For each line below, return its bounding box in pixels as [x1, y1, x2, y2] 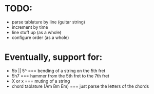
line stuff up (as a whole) [11, 29, 62, 35]
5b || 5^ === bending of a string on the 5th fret [11, 68, 106, 74]
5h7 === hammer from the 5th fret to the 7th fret [11, 73, 110, 78]
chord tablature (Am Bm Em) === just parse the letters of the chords [11, 83, 149, 89]
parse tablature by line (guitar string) [11, 19, 86, 25]
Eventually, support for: [4, 52, 103, 63]
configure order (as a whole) [11, 35, 69, 40]
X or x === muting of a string [11, 78, 70, 84]
